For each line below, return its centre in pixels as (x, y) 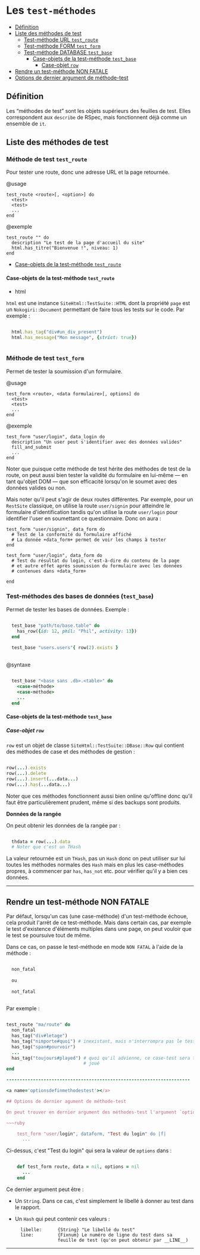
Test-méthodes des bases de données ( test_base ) (80, 596)
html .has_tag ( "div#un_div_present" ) (57, 332)
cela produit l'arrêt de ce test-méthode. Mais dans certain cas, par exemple (99, 922)
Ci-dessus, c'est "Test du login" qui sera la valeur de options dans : (89, 1151)
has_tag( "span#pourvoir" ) (44, 1047)
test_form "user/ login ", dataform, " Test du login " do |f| (92, 1134)
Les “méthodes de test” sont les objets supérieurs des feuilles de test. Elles (99, 110)
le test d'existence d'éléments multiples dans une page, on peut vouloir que (99, 929)
